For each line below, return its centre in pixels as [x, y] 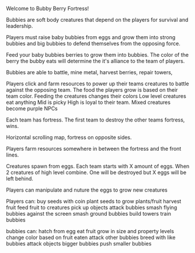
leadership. [20, 26]
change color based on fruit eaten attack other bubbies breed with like [91, 237]
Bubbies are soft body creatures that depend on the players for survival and [97, 20]
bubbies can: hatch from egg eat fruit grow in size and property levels [90, 231]
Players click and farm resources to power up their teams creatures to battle [97, 84]
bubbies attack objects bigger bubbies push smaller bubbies [79, 244]
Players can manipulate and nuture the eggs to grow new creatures [87, 190]
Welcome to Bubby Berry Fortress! [48, 8]
